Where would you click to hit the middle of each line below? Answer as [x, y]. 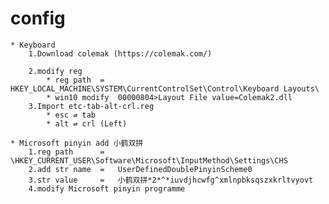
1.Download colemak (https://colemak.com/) [120, 53]
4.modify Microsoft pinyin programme [107, 188]
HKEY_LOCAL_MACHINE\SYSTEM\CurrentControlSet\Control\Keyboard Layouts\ [165, 88]
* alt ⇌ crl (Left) [87, 123]
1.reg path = [66, 152]
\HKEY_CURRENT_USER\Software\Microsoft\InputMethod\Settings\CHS [149, 160]
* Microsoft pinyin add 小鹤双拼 [77, 143]
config [38, 18]
